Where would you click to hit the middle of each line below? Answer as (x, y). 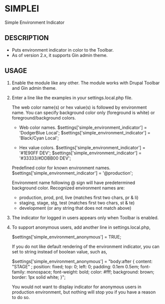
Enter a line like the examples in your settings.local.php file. (72, 98)
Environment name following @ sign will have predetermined (73, 182)
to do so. (21, 297)
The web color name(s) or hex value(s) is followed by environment (79, 107)
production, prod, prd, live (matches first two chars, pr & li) (79, 197)
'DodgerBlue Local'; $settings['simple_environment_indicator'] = (85, 132)
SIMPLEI (22, 9)
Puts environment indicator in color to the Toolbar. (63, 50)
